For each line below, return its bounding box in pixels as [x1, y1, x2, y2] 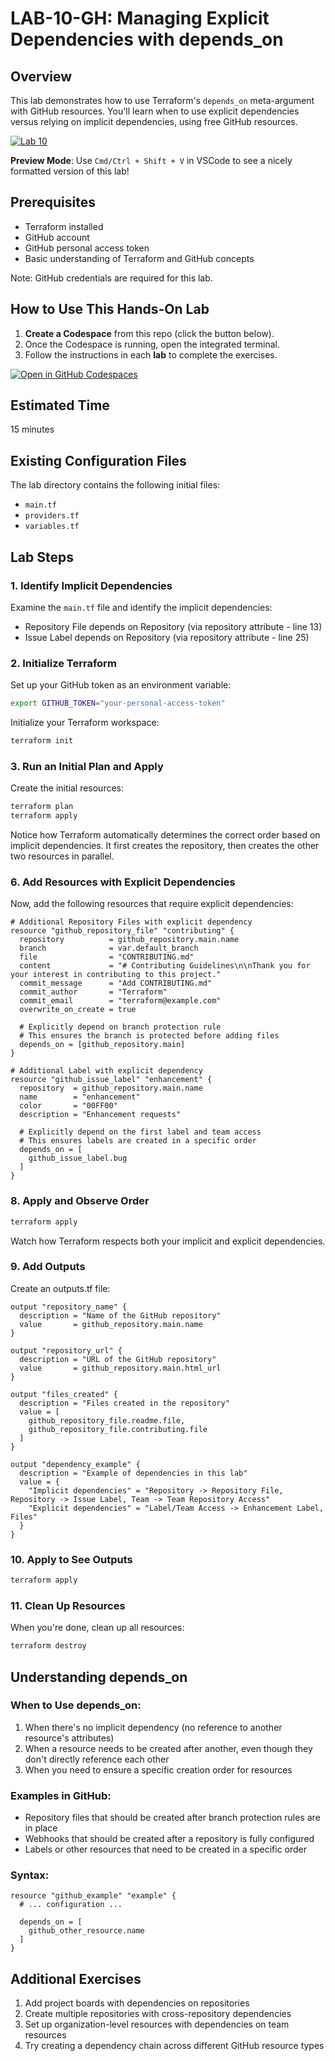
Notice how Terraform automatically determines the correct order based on [10, 829, 321, 841]
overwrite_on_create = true [19, 1005, 137, 1015]
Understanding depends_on [10, 1668, 188, 1686]
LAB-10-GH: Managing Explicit [10, 7, 270, 30]
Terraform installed [24, 220, 104, 232]
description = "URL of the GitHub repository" [19, 1354, 217, 1364]
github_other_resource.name [28, 1926, 145, 1936]
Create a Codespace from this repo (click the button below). [24, 327, 275, 339]
